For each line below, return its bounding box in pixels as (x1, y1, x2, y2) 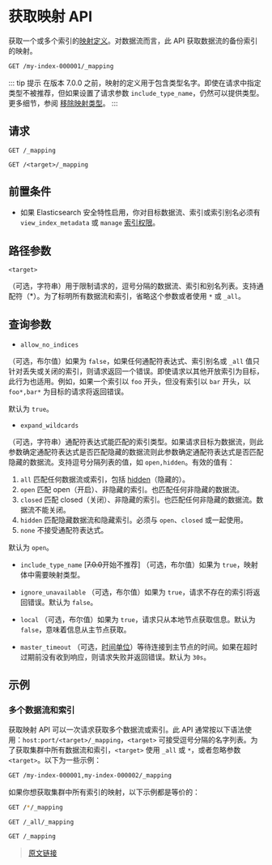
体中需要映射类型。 (19, 570, 85, 580)
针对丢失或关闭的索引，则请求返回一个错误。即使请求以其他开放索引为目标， (8, 366, 264, 376)
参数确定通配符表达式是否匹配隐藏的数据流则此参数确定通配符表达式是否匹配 (8, 448, 264, 457)
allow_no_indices (19, 341, 79, 349)
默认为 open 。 (8, 543, 54, 552)
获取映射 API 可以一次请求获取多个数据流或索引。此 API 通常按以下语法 (8, 724, 245, 734)
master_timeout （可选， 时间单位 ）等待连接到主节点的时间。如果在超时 (19, 642, 257, 652)
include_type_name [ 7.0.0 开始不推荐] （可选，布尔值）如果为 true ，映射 (19, 560, 259, 569)
